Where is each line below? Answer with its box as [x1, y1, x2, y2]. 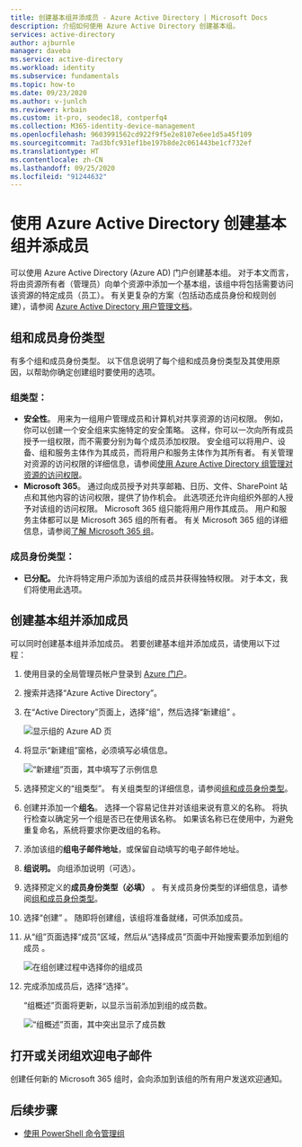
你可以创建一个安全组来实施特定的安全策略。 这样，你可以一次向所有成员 [22, 424, 294, 436]
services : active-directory [10, 30, 116, 39]
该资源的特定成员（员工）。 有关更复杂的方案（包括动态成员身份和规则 [10, 289, 269, 301]
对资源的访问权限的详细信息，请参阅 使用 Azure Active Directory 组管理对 [22, 458, 293, 469]
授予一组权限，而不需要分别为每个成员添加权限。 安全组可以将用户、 [22, 436, 278, 447]
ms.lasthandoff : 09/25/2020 [10, 164, 116, 173]
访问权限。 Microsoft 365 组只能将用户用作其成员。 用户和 [62, 503, 280, 514]
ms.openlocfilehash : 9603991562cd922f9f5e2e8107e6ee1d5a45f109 [10, 130, 253, 139]
